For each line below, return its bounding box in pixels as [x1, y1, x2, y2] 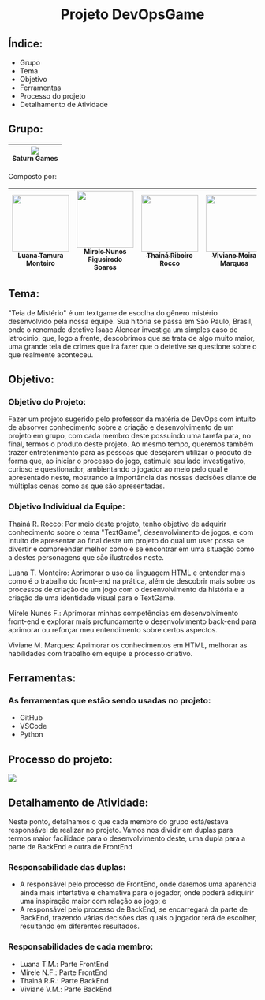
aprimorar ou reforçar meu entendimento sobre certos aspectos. [8, 625, 218, 634]
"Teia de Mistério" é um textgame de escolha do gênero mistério [8, 308, 218, 317]
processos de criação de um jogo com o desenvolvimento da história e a [8, 584, 244, 594]
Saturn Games [12, 154, 58, 162]
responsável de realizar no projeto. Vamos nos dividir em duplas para [8, 825, 233, 834]
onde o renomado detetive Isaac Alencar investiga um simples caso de [8, 325, 238, 334]
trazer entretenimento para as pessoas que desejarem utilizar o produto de [8, 448, 252, 457]
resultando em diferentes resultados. [19, 921, 140, 931]
